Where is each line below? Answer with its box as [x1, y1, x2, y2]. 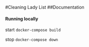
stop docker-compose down [5, 36, 58, 42]
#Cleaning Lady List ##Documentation [5, 4, 84, 10]
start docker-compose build [5, 27, 61, 33]
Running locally [5, 15, 38, 21]
